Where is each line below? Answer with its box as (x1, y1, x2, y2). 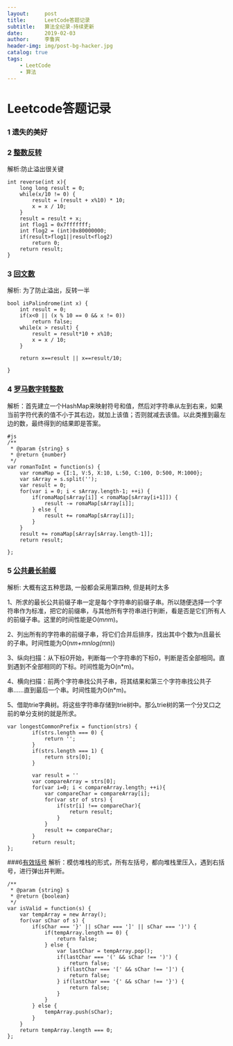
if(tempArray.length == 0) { (44, 929, 129, 936)
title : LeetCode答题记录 (7, 17, 90, 24)
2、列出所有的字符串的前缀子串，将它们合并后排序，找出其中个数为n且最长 (7, 630, 221, 638)
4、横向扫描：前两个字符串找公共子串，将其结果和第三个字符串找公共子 (7, 676, 212, 686)
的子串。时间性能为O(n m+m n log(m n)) (7, 638, 116, 647)
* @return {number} (10, 451, 67, 458)
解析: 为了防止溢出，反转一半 (7, 286, 90, 294)
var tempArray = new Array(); (19, 911, 107, 918)
